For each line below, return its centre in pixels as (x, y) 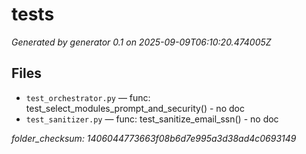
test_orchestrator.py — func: (88, 97)
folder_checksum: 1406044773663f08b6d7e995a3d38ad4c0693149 (154, 138)
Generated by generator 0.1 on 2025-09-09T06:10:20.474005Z (141, 42)
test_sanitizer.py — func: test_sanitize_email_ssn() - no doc (152, 119)
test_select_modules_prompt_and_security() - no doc (135, 108)
